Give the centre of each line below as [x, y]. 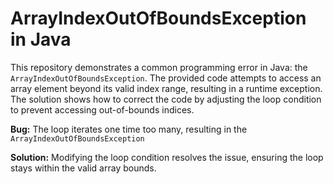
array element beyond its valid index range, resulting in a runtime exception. [166, 88]
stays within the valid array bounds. [83, 168]
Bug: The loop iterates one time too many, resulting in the [129, 129]
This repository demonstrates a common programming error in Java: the [159, 67]
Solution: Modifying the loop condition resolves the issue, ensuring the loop [167, 157]
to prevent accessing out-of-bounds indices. [102, 109]
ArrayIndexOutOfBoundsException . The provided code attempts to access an [166, 78]
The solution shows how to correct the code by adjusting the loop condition [166, 99]
